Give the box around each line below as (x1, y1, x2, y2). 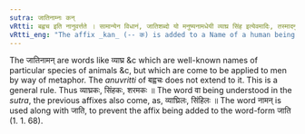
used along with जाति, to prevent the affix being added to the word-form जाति (9, 105, 291, 116)
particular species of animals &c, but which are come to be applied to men (9, 65, 288, 76)
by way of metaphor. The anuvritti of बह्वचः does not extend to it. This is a (9, 74, 279, 86)
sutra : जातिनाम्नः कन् (9, 13, 75, 23)
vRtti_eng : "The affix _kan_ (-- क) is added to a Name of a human (9, 30, 271, 39)
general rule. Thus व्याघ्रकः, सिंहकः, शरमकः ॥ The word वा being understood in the (9, 85, 292, 96)
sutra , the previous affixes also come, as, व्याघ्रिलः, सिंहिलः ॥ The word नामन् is (9, 95, 281, 106)
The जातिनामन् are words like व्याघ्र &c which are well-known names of (9, 55, 259, 66)
